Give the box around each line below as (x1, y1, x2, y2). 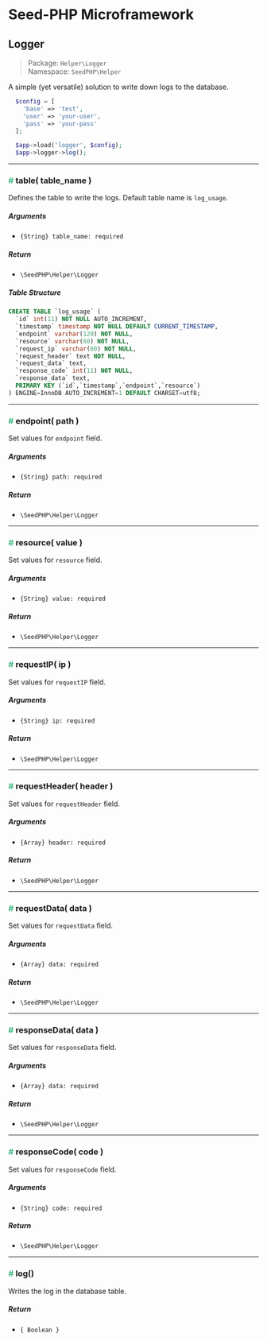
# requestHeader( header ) (8, 781, 114, 792)
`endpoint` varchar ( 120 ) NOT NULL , (15, 330, 133, 338)
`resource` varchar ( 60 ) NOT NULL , (15, 337, 130, 345)
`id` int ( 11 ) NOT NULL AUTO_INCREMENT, (15, 316, 148, 324)
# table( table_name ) (8, 175, 92, 186)
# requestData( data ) (8, 902, 93, 913)
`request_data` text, (15, 359, 87, 367)
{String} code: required (19, 1204, 103, 1212)
